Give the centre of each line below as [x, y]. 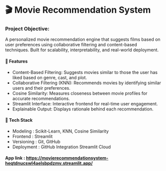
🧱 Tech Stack [19, 120]
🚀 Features [17, 61]
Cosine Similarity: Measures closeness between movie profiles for [80, 93]
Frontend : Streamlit [32, 136]
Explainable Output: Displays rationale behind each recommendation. [83, 109]
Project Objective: [27, 29]
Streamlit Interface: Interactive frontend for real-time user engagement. [85, 103]
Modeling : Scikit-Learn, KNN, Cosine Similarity [60, 131]
